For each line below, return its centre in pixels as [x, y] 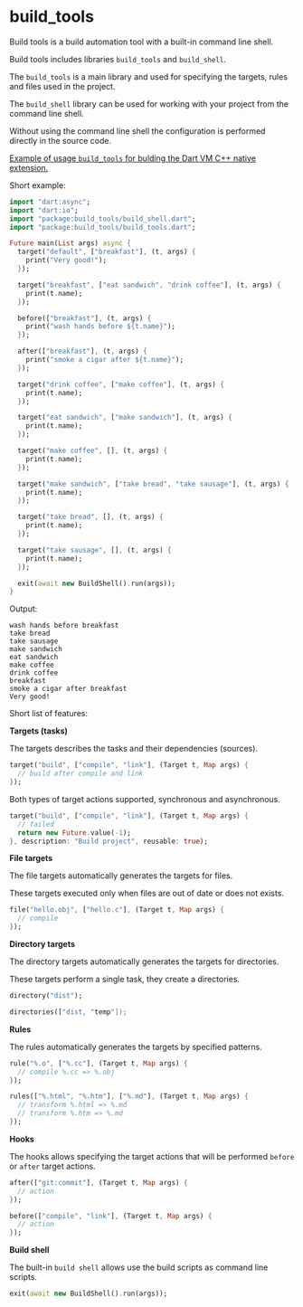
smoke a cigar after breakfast [68, 689]
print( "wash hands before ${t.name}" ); [101, 327]
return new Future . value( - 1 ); [74, 833]
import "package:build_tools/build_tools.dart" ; [103, 227]
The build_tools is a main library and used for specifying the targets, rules [148, 76]
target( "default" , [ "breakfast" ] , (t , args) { [107, 252]
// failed [36, 824]
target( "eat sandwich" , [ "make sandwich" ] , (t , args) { [125, 418]
